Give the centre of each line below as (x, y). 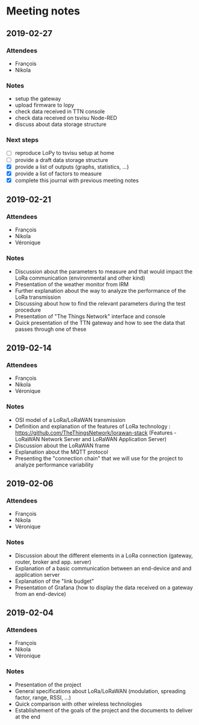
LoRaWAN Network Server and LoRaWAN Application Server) (91, 439)
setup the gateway (38, 99)
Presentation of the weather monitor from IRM (72, 284)
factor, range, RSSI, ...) (43, 697)
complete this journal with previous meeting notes (77, 180)
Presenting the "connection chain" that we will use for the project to (99, 458)
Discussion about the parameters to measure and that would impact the (104, 271)
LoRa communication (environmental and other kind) (80, 278)
